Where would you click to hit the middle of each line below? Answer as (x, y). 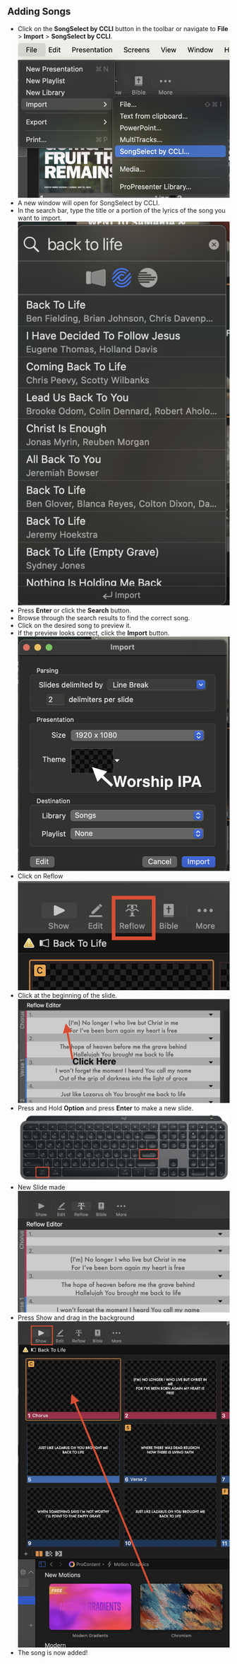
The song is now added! (53, 1653)
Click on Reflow (40, 876)
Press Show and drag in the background (76, 1317)
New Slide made (41, 1187)
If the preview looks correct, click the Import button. (93, 633)
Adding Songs (39, 12)
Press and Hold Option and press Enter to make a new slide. (105, 1108)
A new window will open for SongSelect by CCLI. (89, 203)
